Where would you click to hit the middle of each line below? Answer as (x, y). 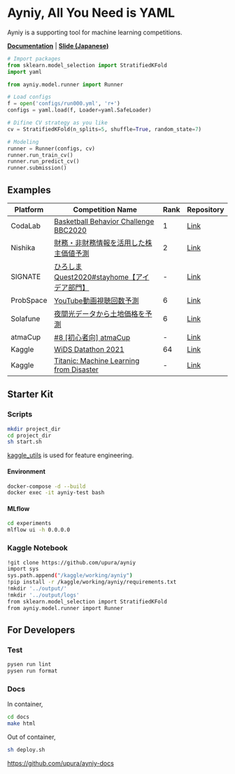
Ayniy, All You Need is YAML (91, 13)
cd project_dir (29, 435)
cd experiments (29, 524)
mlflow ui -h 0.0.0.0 (39, 530)
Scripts (20, 414)
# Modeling (23, 142)
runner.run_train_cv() (40, 155)
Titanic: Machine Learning (97, 361)
